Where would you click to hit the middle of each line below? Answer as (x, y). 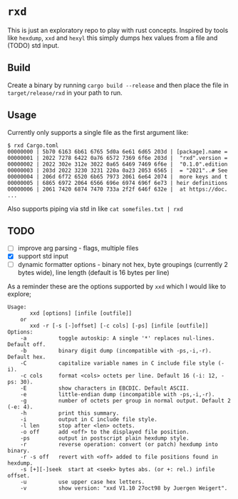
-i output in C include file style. (89, 419)
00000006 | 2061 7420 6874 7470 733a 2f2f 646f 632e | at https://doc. (118, 189)
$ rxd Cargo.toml (33, 145)
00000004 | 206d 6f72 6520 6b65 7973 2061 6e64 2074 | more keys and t (118, 176)
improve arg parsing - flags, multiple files (78, 248)
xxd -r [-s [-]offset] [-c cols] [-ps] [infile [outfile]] (119, 326)
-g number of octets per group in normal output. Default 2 (126, 400)
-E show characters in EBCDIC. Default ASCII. (105, 388)
